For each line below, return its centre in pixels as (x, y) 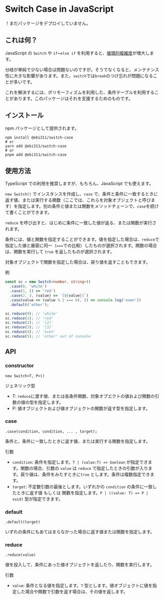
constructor (20, 366)
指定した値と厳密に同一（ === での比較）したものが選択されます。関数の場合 (81, 245)
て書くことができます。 (29, 213)
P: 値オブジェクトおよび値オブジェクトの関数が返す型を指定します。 (81, 408)
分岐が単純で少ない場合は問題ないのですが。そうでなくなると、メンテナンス (82, 69)
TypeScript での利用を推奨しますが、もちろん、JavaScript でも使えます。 (79, 184)
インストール (24, 116)
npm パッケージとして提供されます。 (42, 128)
